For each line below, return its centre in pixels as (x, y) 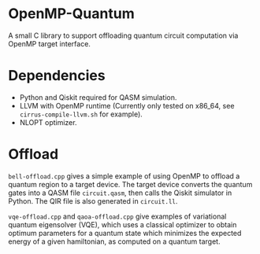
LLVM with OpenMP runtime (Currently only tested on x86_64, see (127, 105)
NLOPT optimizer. (48, 122)
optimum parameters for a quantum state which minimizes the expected (125, 233)
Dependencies (57, 76)
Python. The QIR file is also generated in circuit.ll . (93, 201)
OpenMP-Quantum (72, 14)
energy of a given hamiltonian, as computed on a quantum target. (114, 241)
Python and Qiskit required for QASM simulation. (98, 97)
